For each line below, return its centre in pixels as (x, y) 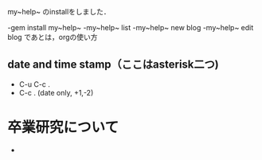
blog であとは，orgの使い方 (53, 37)
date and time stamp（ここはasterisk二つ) (113, 65)
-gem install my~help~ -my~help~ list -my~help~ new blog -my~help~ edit (131, 27)
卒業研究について (63, 127)
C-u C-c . (35, 84)
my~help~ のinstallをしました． (59, 12)
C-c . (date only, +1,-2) (56, 92)
